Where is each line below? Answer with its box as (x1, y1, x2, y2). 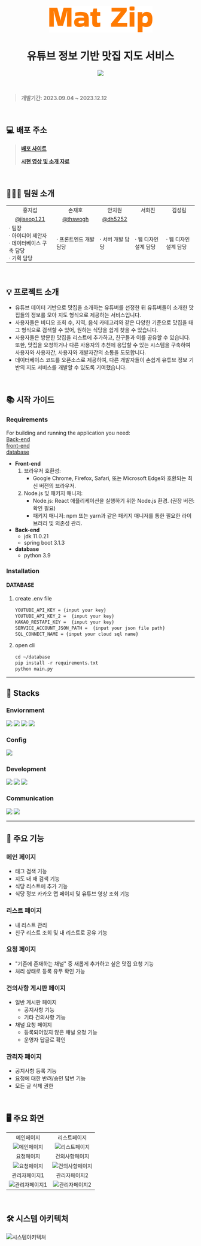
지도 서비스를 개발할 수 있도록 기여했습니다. (26, 364, 127, 371)
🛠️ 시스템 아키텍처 (6, 1214, 69, 1224)
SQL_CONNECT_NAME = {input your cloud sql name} (14, 631, 139, 637)
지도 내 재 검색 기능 (14, 875, 60, 882)
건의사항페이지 (55, 1153, 90, 1160)
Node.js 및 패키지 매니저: (23, 489, 83, 497)
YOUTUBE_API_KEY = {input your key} (14, 607, 106, 613)
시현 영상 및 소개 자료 (20, 158, 70, 165)
